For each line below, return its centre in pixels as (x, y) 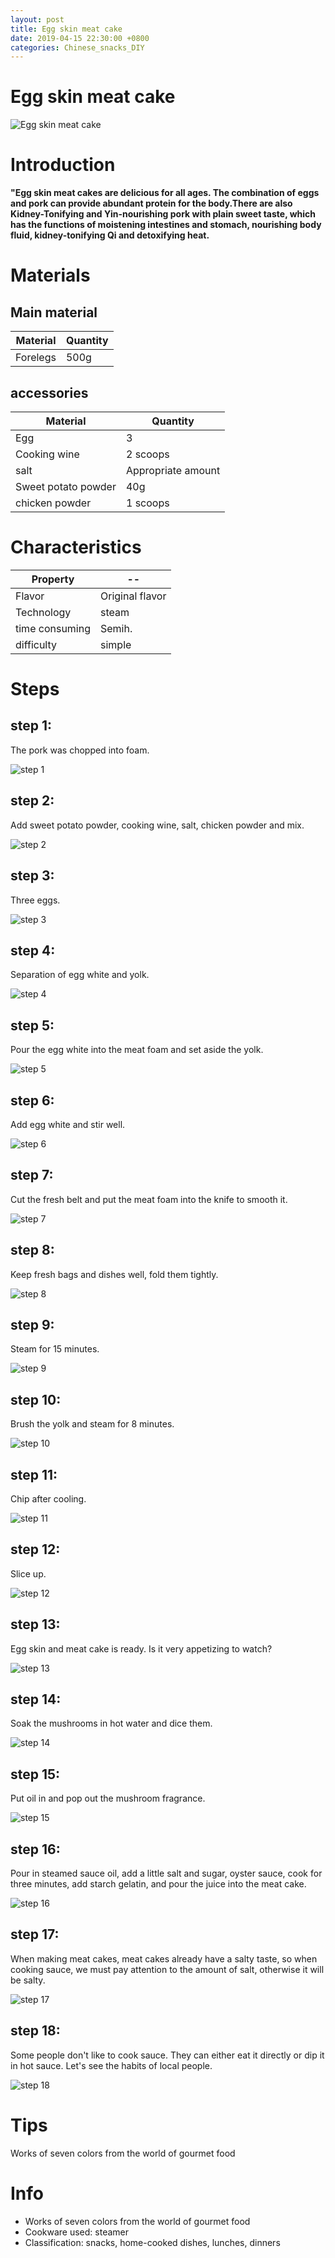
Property (53, 579)
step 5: (32, 1025)
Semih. (116, 628)
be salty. (28, 1980)
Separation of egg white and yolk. (80, 975)
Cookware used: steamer (77, 2232)
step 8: (32, 1250)
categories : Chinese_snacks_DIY (77, 47)
